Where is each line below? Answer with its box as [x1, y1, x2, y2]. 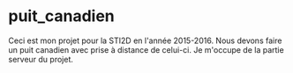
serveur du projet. [8, 54, 74, 64]
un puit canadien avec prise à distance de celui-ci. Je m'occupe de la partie [8, 44, 284, 55]
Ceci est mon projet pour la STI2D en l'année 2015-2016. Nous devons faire [8, 35, 282, 46]
